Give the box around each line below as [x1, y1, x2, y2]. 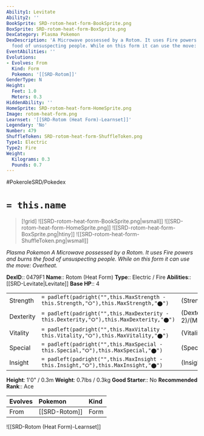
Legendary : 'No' [6, 122, 47, 128]
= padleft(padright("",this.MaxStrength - [41, 294, 166, 301]
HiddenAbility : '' [6, 99, 53, 105]
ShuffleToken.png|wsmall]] [21, 237, 89, 244]
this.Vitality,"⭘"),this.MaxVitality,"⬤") [41, 332, 169, 339]
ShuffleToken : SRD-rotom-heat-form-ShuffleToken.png [6, 133, 143, 140]
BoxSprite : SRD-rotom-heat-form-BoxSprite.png [6, 26, 126, 32]
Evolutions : [6, 54, 36, 60]
